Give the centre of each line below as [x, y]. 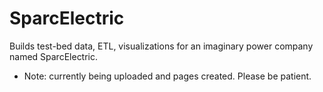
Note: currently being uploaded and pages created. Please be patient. [167, 76]
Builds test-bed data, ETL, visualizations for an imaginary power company [161, 46]
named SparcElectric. [54, 56]
